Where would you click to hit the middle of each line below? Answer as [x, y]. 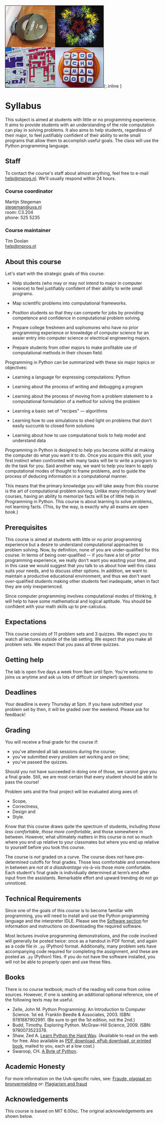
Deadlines [21, 692]
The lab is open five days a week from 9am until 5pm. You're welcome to [79, 672]
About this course [33, 262]
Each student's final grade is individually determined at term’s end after [77, 873]
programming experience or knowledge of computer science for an [81, 333]
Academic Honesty [35, 1067]
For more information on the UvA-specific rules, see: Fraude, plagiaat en [78, 1078]
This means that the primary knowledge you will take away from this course [82, 486]
